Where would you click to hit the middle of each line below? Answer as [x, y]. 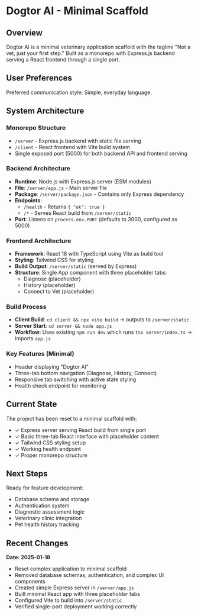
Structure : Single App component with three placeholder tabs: [91, 273]
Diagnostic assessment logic [50, 512]
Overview [25, 33]
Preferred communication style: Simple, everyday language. [79, 92]
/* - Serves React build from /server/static [77, 213]
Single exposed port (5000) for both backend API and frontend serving [101, 153]
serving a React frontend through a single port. [63, 59]
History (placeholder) [49, 285]
